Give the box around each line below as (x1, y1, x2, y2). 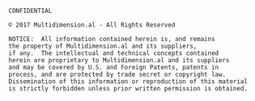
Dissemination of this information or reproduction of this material (8, 78, 249, 86)
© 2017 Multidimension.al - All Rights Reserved (8, 21, 176, 29)
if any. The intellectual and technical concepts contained (8, 49, 219, 57)
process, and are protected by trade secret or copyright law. (8, 70, 227, 78)
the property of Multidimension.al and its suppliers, (8, 42, 198, 50)
